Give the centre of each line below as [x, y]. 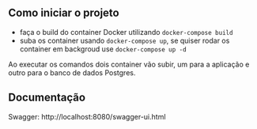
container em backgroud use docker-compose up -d [103, 49]
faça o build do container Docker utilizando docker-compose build [126, 32]
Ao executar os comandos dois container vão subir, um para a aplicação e [129, 64]
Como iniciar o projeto [64, 13]
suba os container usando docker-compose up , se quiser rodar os [125, 40]
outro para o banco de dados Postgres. [72, 72]
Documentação [47, 98]
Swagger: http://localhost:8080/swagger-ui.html [87, 116]
